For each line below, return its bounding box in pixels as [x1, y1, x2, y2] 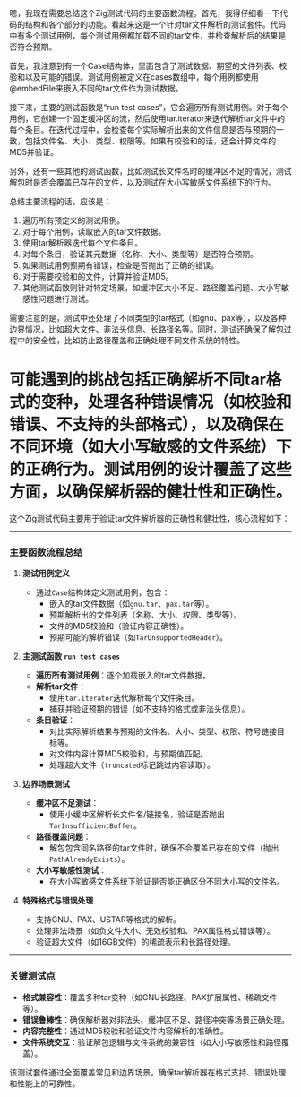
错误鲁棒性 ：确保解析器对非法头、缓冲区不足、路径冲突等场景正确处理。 [21, 1014, 289, 1024]
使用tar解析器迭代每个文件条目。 [21, 238, 143, 248]
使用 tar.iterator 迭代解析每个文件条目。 [48, 693, 200, 704]
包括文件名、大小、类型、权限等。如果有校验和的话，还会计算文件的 [24, 135, 276, 146]
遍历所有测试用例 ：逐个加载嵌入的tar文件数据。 [35, 670, 211, 681]
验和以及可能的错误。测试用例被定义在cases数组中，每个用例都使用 [9, 72, 259, 82]
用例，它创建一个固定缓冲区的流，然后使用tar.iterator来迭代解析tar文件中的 [9, 113, 285, 124]
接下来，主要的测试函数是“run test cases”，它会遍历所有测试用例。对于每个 [9, 102, 288, 112]
